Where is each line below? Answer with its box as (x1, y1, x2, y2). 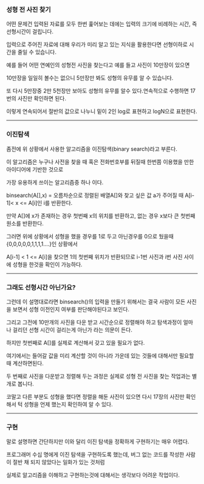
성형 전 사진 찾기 (6, 5, 51, 13)
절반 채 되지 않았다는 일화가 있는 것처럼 (12, 458, 105, 466)
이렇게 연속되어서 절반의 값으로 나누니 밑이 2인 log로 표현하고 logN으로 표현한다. (6, 108, 197, 115)
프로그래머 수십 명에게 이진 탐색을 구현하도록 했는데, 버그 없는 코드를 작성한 (6, 451, 185, 458)
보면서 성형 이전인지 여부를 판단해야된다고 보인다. (12, 305, 129, 313)
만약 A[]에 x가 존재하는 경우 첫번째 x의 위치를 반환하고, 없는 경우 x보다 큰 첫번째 (6, 212, 195, 220)
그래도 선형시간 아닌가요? (6, 283, 76, 291)
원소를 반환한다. (6, 220, 44, 227)
